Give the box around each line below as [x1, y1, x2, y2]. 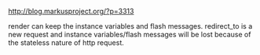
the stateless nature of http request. [8, 38, 124, 47]
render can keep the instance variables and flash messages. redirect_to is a [8, 22, 253, 30]
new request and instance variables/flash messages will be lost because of [8, 30, 251, 39]
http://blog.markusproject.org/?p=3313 [8, 7, 134, 15]
